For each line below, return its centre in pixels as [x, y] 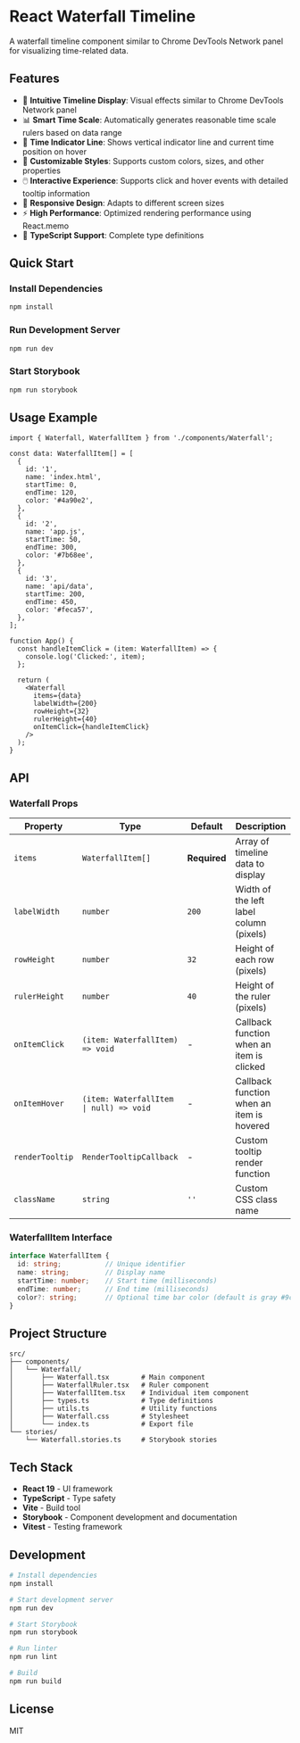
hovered [253, 1126]
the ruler [253, 997]
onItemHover [39, 1104]
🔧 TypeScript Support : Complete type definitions [113, 235]
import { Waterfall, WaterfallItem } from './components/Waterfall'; [142, 438]
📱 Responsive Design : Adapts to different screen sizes [123, 203]
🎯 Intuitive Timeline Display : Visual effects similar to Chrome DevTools [153, 100]
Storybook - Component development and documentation [129, 1517]
